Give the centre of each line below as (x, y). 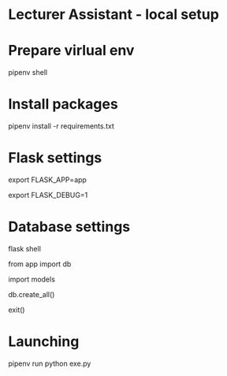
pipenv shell (28, 73)
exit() (17, 310)
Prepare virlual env (71, 51)
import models (32, 279)
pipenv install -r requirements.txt (61, 126)
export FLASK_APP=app (47, 180)
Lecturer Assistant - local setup (113, 15)
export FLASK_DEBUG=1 (48, 195)
